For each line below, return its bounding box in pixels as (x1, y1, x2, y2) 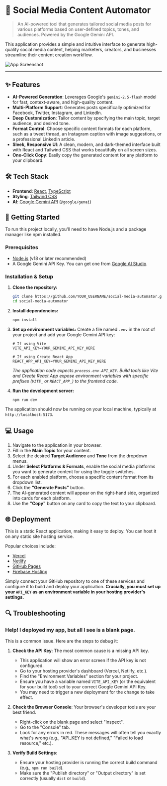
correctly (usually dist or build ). (19, 775, 87, 781)
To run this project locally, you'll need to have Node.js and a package (5, 226, 147, 232)
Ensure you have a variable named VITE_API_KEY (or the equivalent (19, 678, 156, 684)
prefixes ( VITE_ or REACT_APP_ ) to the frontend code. (12, 378, 118, 384)
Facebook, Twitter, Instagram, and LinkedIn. (12, 110, 102, 116)
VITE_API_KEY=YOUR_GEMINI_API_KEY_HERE (12, 346, 95, 351)
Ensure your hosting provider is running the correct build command (19, 759, 158, 765)
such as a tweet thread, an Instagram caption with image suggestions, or (12, 131, 162, 136)
